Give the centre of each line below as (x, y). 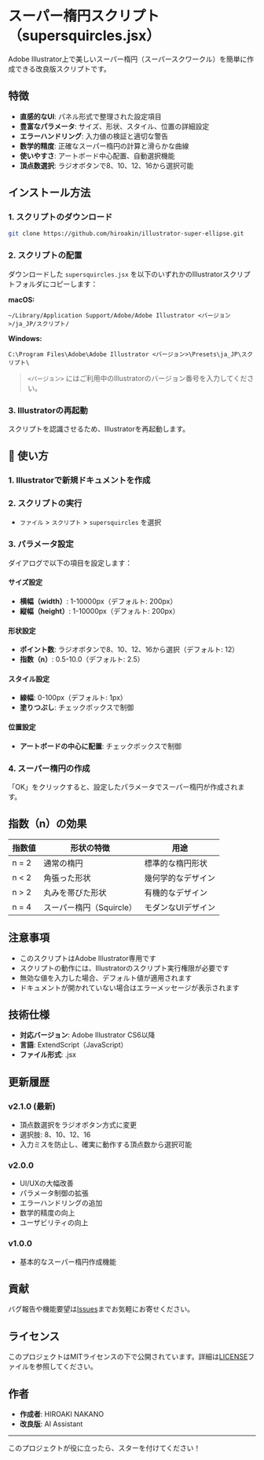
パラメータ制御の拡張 (54, 1193)
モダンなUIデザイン (180, 907)
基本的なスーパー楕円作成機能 (68, 1261)
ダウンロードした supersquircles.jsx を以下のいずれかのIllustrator (115, 274)
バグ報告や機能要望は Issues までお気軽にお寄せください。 (101, 1309)
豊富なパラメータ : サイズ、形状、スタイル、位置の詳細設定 (114, 126)
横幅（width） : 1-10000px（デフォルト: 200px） (98, 601)
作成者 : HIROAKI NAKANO (62, 1414)
